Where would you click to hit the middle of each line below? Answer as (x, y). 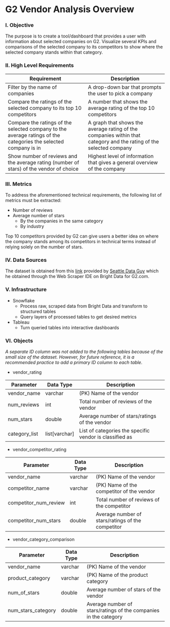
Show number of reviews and (42, 156)
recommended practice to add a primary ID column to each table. (74, 362)
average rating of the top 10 (121, 108)
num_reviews (24, 405)
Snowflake (24, 300)
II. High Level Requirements (40, 65)
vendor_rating (27, 372)
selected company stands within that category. (54, 52)
